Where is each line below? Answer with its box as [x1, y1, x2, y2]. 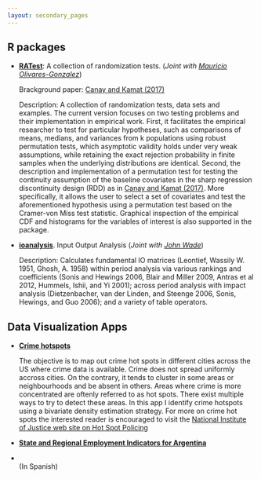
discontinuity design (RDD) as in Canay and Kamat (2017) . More [18, 184, 225, 193]
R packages [7, 41, 66, 54]
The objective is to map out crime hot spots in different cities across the [18, 357, 252, 366]
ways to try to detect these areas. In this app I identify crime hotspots [18, 398, 244, 408]
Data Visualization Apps [7, 320, 128, 334]
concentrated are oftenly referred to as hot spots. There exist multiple [18, 389, 245, 399]
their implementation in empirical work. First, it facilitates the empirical [18, 117, 246, 126]
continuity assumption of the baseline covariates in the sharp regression [18, 175, 252, 185]
